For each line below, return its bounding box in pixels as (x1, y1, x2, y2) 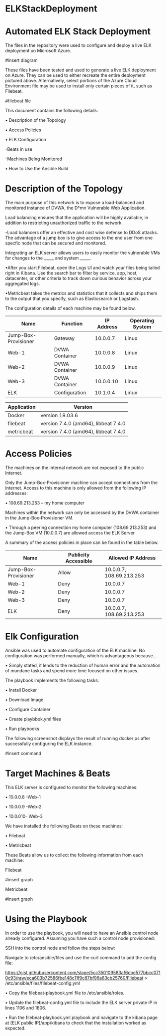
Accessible (65, 557, 93, 564)
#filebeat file (5, 98, 31, 104)
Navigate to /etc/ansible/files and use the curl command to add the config (5, 954, 157, 961)
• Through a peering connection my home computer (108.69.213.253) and (5, 524, 157, 530)
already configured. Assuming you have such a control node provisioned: (5, 935, 155, 941)
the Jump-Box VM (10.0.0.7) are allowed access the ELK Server (5, 530, 135, 535)
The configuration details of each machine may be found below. (5, 305, 136, 311)
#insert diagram (5, 57, 38, 63)
